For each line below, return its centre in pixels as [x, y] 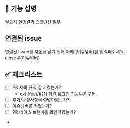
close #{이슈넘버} [22, 58]
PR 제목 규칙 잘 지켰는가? [37, 87]
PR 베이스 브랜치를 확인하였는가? [44, 112]
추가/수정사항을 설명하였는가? [41, 99]
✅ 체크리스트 [24, 75]
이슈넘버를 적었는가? [32, 106]
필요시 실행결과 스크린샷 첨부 [33, 22]
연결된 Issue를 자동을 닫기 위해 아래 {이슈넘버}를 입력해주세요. [65, 51]
